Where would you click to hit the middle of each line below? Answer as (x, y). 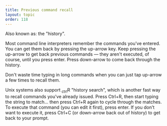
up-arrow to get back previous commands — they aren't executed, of (77, 54)
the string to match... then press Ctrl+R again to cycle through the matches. (84, 102)
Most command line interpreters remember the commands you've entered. (83, 44)
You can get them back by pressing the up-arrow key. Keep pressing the (80, 49)
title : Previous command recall (39, 10)
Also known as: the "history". (35, 34)
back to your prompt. (27, 118)
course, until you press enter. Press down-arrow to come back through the (83, 60)
